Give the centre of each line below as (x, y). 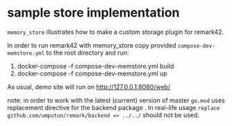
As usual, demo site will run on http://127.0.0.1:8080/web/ (89, 87)
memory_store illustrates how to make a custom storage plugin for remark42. (116, 32)
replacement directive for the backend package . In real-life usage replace (114, 107)
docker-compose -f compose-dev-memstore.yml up (92, 73)
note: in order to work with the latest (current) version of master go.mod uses (116, 100)
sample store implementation (93, 13)
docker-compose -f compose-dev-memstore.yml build (96, 66)
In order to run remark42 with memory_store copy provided (92, 45)
